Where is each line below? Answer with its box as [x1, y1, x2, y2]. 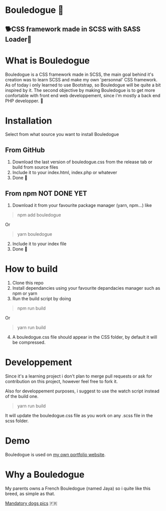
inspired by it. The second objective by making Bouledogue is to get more [5, 87, 156, 93]
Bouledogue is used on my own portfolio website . [5, 451, 106, 457]
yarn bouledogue [17, 231, 52, 237]
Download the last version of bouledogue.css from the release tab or [12, 159, 153, 165]
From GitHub [5, 146, 45, 154]
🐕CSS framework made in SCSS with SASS [5, 25, 141, 33]
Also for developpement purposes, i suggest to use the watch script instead [5, 388, 160, 394]
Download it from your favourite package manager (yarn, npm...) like [12, 202, 152, 208]
